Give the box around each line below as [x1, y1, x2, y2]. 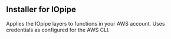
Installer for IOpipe [6, 5, 77, 15]
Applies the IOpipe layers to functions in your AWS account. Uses [6, 20, 165, 27]
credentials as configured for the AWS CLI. [6, 26, 110, 33]
